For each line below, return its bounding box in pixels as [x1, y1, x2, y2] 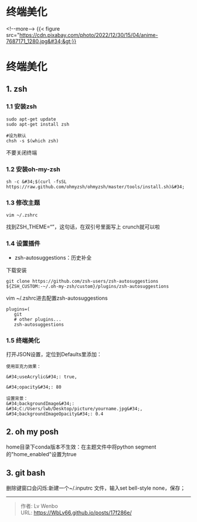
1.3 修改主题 [6, 199, 40, 207]
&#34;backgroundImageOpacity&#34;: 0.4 [6, 411, 104, 417]
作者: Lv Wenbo [20, 502, 59, 509]
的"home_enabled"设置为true [6, 450, 77, 457]
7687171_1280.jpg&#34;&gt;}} [6, 38, 77, 45]
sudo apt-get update [6, 116, 57, 122]
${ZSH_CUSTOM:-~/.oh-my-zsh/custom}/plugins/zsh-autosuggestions [6, 283, 169, 289]
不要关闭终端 [6, 149, 37, 156]
